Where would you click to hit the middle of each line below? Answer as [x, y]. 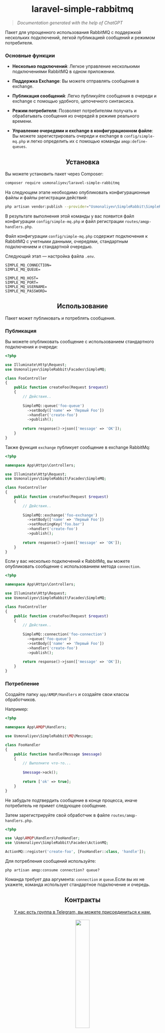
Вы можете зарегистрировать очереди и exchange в [68, 136]
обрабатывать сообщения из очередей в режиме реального [76, 116]
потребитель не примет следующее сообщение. [56, 806]
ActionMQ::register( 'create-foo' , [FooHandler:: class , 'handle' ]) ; [76, 852]
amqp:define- [134, 142]
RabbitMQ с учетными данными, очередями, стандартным [67, 241]
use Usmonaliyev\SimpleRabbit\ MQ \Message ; [49, 736]
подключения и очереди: [31, 347]
